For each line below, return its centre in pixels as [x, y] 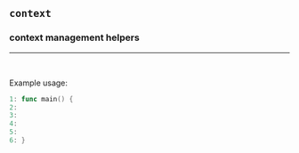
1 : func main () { [41, 99]
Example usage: [39, 83]
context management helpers [74, 37]
